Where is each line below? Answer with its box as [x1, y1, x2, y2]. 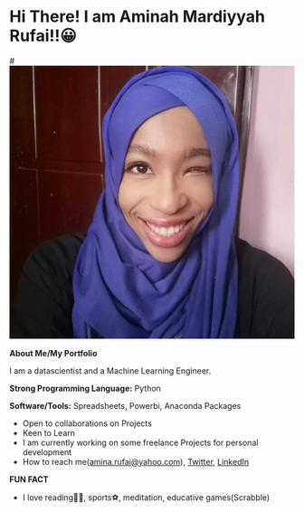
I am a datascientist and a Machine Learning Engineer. [9, 365, 212, 376]
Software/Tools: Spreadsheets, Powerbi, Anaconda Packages [9, 400, 242, 411]
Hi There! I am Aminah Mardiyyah [9, 6, 265, 27]
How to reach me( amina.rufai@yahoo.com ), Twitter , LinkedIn [22, 456, 250, 467]
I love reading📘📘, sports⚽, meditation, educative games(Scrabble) [22, 491, 271, 503]
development [22, 446, 72, 458]
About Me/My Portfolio [9, 347, 98, 358]
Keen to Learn [22, 427, 75, 438]
